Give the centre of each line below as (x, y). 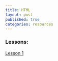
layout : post (19, 15)
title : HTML (18, 10)
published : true (22, 19)
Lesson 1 (14, 53)
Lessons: (17, 42)
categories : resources (29, 24)
